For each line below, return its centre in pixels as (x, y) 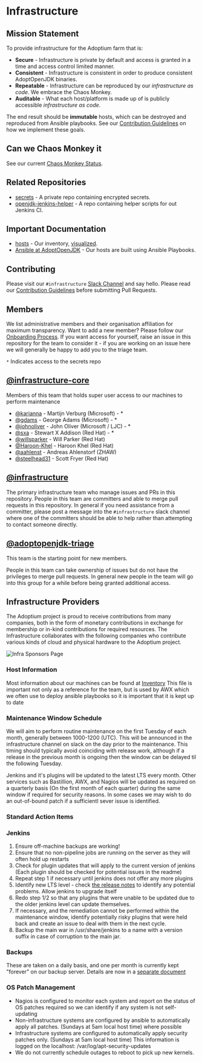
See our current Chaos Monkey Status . (55, 163)
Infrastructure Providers (53, 602)
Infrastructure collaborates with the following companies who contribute (96, 636)
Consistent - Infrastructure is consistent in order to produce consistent (104, 73)
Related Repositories (46, 182)
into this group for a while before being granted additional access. (88, 583)
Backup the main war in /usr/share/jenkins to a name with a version (99, 930)
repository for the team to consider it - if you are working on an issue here (99, 343)
